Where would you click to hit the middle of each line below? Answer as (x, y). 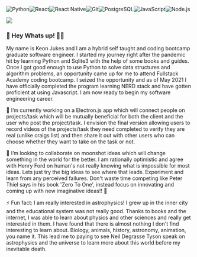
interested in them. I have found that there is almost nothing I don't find (93, 224)
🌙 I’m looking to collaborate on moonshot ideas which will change (86, 153)
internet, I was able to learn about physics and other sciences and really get (98, 218)
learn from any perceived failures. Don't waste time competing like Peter (94, 178)
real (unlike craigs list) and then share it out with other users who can (91, 136)
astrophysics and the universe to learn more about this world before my (93, 243)
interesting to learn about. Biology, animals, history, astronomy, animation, (96, 230)
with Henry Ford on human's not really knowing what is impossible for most (98, 166)
